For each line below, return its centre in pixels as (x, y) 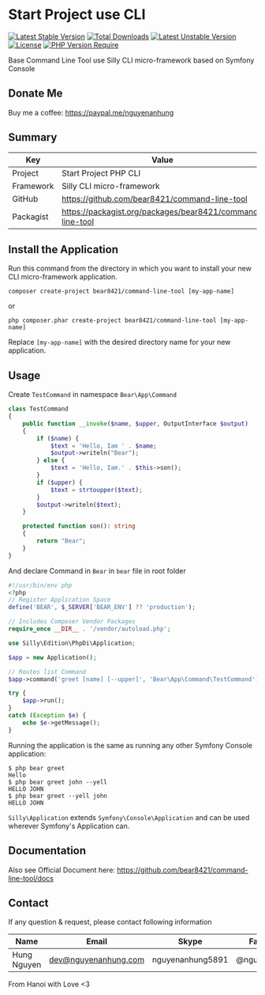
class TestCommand (38, 409)
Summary (33, 137)
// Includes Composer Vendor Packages (72, 622)
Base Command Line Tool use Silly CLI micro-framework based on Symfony (131, 60)
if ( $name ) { (58, 438)
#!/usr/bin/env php (40, 585)
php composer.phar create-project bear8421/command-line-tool (112, 321)
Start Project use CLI (77, 15)
